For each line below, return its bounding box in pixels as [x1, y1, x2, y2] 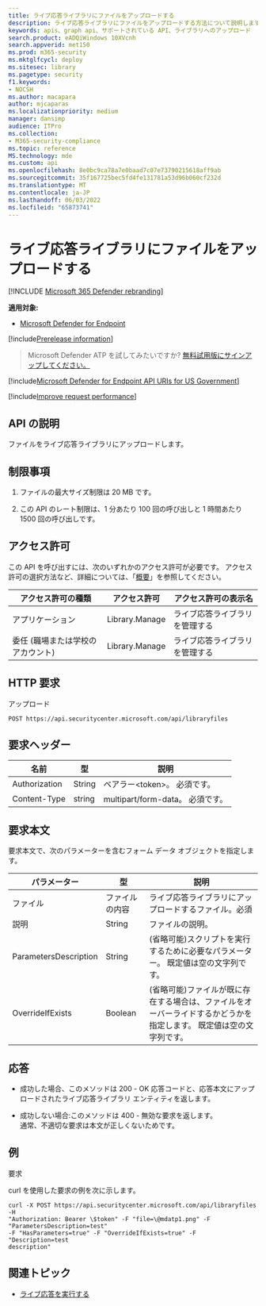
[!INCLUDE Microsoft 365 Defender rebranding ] [8, 286, 164, 296]
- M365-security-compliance [8, 136, 101, 145]
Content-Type [12, 793, 66, 805]
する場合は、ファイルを [157, 997, 245, 1008]
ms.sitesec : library [8, 63, 77, 71]
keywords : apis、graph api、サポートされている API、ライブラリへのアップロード [8, 26, 252, 34]
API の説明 [8, 417, 60, 430]
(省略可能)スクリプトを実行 [149, 934, 251, 945]
